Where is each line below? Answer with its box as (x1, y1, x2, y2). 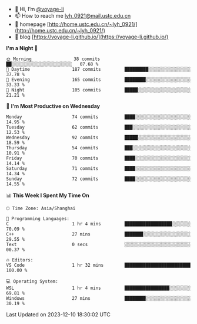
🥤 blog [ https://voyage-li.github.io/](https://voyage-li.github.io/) (14, 33, 169, 40)
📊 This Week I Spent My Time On (6, 192, 89, 199)
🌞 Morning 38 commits (6, 56, 101, 62)
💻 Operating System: (6, 279, 59, 284)
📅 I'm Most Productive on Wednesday (6, 103, 100, 109)
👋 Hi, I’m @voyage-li (14, 6, 64, 12)
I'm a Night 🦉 (6, 45, 38, 51)
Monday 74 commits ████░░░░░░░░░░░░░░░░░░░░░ (6, 114, 191, 120)
